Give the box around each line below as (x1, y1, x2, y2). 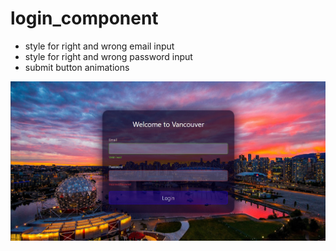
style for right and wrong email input (24, 40, 175, 52)
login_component (10, 7, 159, 30)
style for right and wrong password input (24, 50, 193, 62)
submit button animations (24, 61, 130, 73)
